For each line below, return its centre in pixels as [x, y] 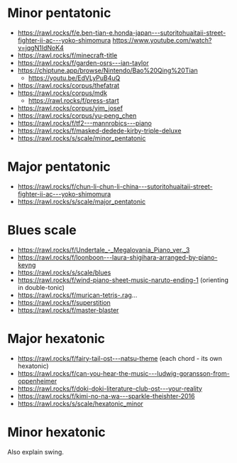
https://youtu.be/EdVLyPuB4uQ [74, 78]
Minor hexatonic [56, 432]
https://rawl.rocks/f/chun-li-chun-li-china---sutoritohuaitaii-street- [115, 186]
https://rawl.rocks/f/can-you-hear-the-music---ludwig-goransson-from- [123, 373]
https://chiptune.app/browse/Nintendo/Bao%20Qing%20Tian [108, 70]
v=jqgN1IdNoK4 [40, 48]
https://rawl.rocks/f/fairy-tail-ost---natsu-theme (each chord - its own [120, 358]
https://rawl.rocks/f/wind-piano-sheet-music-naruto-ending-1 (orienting [123, 280]
